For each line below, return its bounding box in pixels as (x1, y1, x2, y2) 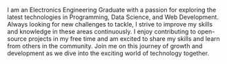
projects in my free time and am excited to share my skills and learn (28, 35, 221, 43)
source (7, 35, 28, 43)
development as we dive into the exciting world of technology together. (7, 49, 209, 57)
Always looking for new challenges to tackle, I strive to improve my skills (7, 20, 213, 28)
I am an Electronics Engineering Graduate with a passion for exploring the (7, 6, 217, 14)
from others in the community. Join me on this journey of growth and (7, 42, 203, 50)
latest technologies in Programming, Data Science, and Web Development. (7, 13, 219, 21)
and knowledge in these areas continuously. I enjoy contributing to (7, 27, 197, 35)
